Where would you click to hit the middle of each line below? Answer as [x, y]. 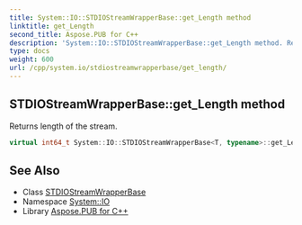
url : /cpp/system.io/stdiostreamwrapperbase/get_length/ [118, 68]
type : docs [30, 51]
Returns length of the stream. [64, 126]
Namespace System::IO [66, 202]
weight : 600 [31, 59]
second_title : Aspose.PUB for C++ [74, 34]
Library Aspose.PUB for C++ [75, 211]
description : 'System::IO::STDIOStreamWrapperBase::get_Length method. [146, 43]
